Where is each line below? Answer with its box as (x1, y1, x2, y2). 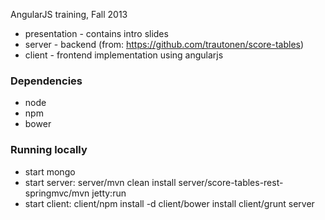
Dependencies (10, 74, 83, 88)
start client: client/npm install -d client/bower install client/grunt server (24, 197, 315, 209)
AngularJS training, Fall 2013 (10, 9, 128, 20)
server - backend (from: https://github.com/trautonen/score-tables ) (24, 39, 305, 50)
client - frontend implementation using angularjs (24, 49, 224, 61)
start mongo (24, 165, 76, 178)
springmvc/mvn (24, 187, 90, 199)
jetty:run (91, 187, 127, 199)
